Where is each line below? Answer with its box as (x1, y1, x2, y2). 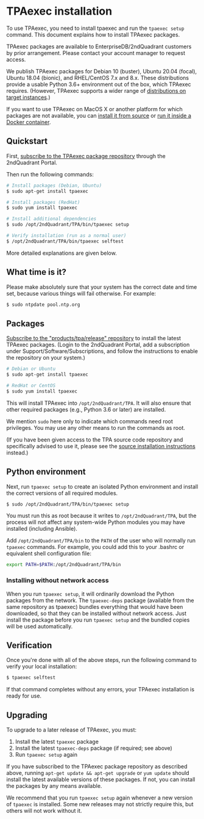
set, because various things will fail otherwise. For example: (6, 289, 157, 297)
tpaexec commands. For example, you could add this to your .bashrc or (6, 544, 185, 551)
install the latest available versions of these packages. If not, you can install (6, 776, 195, 783)
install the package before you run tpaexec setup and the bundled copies (6, 616, 190, 624)
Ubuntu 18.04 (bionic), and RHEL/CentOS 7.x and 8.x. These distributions (6, 74, 189, 81)
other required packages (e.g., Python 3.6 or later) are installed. (6, 406, 166, 413)
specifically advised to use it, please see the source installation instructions (6, 442, 196, 450)
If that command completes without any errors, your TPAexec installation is (6, 686, 195, 693)
